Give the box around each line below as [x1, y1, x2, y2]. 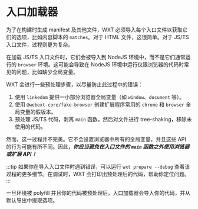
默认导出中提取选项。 [6, 197, 58, 204]
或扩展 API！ [6, 150, 37, 157]
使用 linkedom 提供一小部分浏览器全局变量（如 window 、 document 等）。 [14, 93, 185, 101]
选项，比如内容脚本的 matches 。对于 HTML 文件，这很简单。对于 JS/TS [16, 33, 189, 40]
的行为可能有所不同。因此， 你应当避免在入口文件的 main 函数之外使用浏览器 [6, 143, 190, 150]
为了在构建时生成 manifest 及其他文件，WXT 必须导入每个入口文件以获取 [6, 26, 183, 33]
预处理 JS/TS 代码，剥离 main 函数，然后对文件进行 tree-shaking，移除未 [14, 115, 193, 123]
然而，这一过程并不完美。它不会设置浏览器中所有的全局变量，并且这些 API [6, 136, 187, 143]
